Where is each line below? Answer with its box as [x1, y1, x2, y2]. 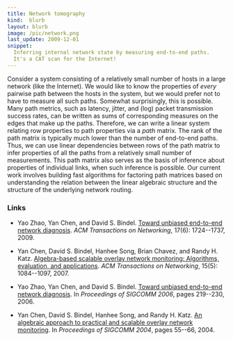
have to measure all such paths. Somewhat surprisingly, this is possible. [7, 97, 214, 105]
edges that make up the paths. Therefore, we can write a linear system [7, 119, 210, 127]
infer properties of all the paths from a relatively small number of [7, 148, 192, 157]
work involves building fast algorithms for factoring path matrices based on [7, 170, 223, 179]
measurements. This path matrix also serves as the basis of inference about [7, 156, 225, 164]
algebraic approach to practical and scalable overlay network [17, 318, 193, 327]
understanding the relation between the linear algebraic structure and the [7, 178, 218, 187]
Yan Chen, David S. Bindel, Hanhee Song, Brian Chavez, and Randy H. [17, 247, 218, 255]
